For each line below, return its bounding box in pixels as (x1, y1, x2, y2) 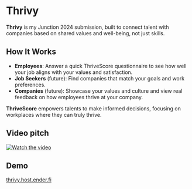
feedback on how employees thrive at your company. (14, 93, 143, 100)
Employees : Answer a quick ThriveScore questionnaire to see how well (14, 62, 187, 69)
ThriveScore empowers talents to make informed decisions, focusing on (6, 104, 181, 112)
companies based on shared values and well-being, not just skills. (6, 29, 165, 36)
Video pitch (6, 128, 49, 139)
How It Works (6, 47, 57, 57)
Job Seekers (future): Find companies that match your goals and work (14, 75, 185, 82)
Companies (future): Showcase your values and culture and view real (14, 87, 183, 95)
